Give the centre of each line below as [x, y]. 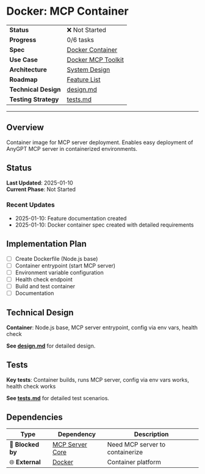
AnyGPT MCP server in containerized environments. [72, 148]
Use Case [24, 59]
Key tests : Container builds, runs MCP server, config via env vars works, [98, 379]
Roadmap [23, 79]
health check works [31, 386]
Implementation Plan [47, 244]
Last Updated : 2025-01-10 [40, 183]
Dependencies [34, 417]
